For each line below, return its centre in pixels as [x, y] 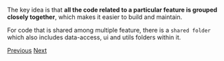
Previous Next [27, 50]
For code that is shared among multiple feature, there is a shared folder [109, 30]
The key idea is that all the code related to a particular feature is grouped [112, 10]
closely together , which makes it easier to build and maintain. [95, 17]
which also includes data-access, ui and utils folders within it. [94, 37]
